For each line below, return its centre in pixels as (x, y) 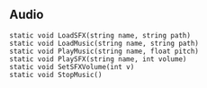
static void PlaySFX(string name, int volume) (98, 59)
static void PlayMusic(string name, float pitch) (104, 51)
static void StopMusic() (56, 75)
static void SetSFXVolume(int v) (72, 66)
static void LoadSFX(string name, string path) (100, 35)
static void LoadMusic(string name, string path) (104, 43)
